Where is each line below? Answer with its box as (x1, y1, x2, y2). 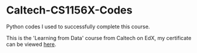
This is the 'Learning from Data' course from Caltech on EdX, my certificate (6, 34, 192, 41)
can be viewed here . (6, 41, 57, 48)
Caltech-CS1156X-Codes (6, 4, 133, 17)
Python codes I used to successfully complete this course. (6, 23, 150, 30)
